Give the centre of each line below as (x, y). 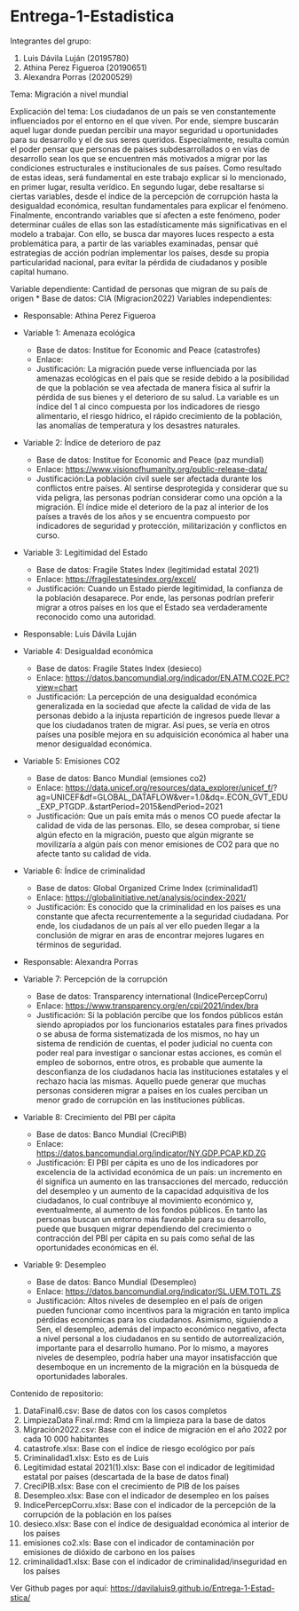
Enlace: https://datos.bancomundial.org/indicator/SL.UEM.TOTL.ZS (159, 1291)
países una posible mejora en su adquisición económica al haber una (162, 734)
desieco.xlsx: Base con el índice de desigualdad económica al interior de (156, 1523)
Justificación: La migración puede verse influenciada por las (146, 368)
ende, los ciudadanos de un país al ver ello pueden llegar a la (148, 926)
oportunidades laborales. (82, 1376)
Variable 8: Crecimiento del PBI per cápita (99, 1117)
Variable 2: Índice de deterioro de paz (92, 442)
